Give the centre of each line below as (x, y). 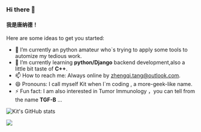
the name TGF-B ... (38, 100)
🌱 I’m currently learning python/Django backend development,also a (100, 63)
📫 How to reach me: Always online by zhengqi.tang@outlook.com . (98, 76)
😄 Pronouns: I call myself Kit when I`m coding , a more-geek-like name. (104, 84)
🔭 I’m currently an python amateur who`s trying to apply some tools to (101, 50)
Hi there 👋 (21, 10)
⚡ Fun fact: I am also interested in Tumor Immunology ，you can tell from (105, 91)
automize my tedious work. (48, 56)
